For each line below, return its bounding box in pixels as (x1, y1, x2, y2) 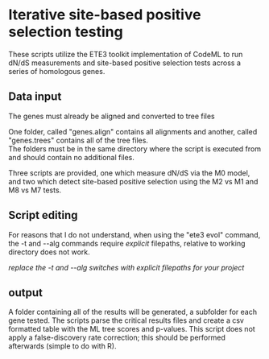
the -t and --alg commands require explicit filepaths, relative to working (8, 238, 246, 248)
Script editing (8, 208, 78, 222)
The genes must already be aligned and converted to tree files (8, 111, 215, 121)
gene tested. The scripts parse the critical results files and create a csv (8, 316, 244, 325)
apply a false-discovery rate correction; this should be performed (8, 332, 226, 343)
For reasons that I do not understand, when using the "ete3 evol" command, (8, 229, 261, 239)
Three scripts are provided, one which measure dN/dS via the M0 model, (8, 167, 250, 178)
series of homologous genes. (8, 66, 106, 76)
